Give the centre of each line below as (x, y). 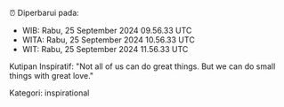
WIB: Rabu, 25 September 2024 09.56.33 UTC (107, 31)
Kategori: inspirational (49, 93)
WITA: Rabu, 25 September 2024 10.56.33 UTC (109, 40)
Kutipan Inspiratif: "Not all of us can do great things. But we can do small (142, 66)
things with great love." (52, 76)
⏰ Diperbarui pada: (45, 13)
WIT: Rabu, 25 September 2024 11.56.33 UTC (105, 49)
